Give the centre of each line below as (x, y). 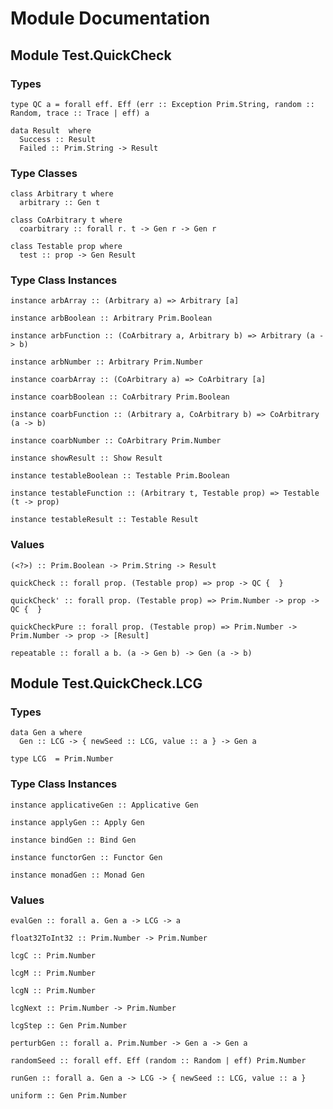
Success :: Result (58, 139)
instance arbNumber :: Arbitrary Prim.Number (106, 362)
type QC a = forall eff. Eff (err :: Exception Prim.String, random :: (162, 104)
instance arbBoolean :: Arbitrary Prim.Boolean (111, 318)
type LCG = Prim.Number (62, 759)
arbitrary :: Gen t (60, 203)
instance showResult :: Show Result (86, 458)
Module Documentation (110, 18)
